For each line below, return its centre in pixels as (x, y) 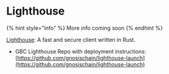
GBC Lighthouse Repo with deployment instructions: (81, 51)
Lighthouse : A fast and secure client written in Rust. (71, 39)
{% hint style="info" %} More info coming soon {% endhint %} (84, 28)
